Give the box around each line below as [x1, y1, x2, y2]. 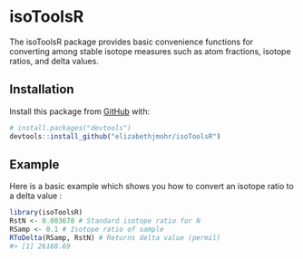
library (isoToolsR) [9, 208, 83, 217]
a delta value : [9, 190, 63, 201]
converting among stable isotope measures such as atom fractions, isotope [9, 45, 292, 56]
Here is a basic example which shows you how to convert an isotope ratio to [9, 181, 295, 192]
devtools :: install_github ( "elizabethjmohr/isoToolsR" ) [9, 131, 221, 141]
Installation [9, 82, 74, 97]
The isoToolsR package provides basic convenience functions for [9, 36, 254, 47]
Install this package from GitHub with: [9, 106, 151, 117]
